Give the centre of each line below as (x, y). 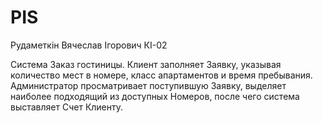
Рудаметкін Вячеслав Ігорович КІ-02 (89, 45)
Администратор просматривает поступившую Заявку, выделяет (148, 85)
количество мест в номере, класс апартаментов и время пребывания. (161, 75)
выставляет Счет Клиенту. (67, 107)
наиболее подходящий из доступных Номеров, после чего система (155, 96)
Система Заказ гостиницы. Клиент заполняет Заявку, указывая (146, 64)
